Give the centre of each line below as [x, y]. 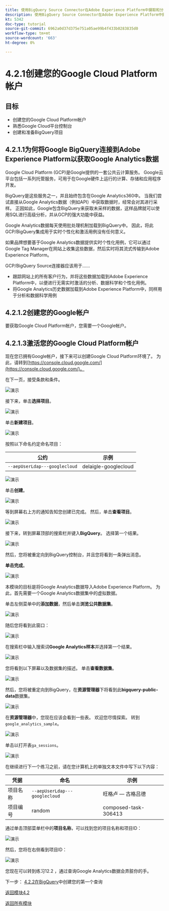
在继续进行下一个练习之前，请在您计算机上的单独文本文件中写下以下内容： [82, 767]
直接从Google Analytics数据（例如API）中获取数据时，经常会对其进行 [81, 202]
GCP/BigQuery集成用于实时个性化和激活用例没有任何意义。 [67, 231]
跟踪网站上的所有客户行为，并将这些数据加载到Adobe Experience [80, 276]
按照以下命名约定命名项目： [34, 444]
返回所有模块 [18, 903]
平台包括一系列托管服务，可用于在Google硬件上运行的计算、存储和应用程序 [83, 178]
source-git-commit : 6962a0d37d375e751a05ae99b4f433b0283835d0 [72, 29]
